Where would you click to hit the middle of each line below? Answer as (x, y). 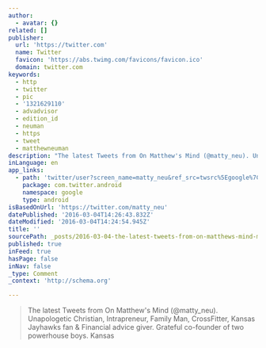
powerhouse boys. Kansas (71, 336)
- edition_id (37, 119)
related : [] (28, 30)
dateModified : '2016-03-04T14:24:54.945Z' (79, 222)
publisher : (26, 38)
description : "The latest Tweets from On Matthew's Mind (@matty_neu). (129, 155)
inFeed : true (30, 251)
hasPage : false (33, 258)
